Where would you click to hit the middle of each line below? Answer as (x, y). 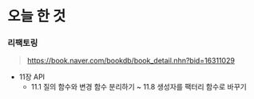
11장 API (32, 77)
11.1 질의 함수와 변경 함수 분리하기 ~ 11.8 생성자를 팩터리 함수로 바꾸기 (139, 87)
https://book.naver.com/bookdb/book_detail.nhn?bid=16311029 (131, 61)
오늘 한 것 (37, 16)
